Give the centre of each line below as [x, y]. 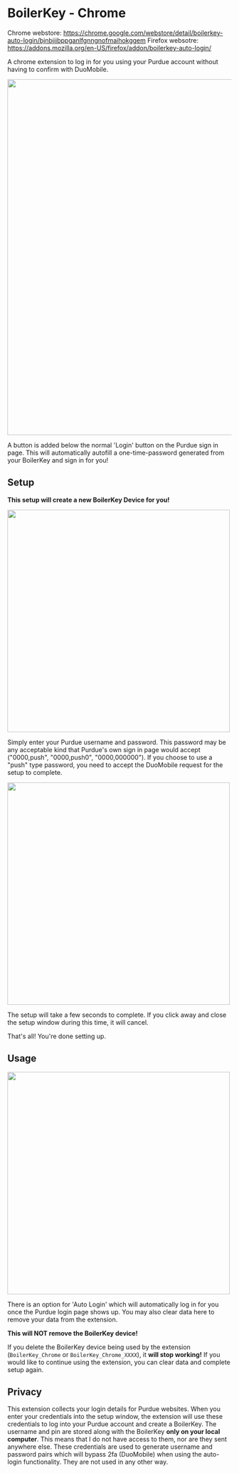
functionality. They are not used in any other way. [96, 1462]
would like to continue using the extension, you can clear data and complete [119, 1362]
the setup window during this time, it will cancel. [78, 1022]
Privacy [25, 1392]
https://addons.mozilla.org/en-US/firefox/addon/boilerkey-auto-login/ [110, 48]
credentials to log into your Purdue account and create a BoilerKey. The [112, 1424]
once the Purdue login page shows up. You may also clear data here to [111, 1311]
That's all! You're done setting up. [57, 1036]
